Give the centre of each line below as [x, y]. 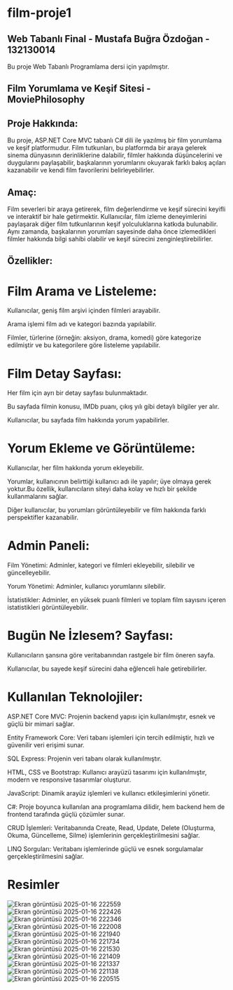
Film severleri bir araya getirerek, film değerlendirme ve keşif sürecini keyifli [116, 209]
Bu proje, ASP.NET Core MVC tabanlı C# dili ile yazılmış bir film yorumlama [115, 140]
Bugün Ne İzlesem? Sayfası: [90, 636]
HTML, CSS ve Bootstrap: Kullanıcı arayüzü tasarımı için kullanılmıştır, [107, 772]
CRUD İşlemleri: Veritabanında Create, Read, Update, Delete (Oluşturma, [111, 828]
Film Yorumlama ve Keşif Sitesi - [79, 89]
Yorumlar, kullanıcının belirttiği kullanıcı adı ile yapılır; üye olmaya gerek [110, 481]
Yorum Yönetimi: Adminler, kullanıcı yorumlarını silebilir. [87, 587]
